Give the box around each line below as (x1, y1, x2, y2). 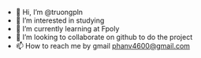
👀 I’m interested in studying (15, 16, 105, 25)
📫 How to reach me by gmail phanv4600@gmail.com (15, 42, 191, 50)
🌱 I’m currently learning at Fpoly (15, 24, 120, 33)
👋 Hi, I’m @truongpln (15, 8, 84, 16)
